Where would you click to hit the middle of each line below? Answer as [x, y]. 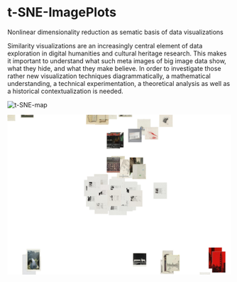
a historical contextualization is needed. [66, 91]
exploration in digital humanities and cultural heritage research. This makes [117, 53]
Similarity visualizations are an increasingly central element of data [105, 45]
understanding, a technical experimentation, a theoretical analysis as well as [119, 83]
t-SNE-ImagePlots [62, 12]
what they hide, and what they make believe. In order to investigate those [114, 68]
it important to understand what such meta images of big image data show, [117, 60]
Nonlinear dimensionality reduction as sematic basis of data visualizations [115, 32]
